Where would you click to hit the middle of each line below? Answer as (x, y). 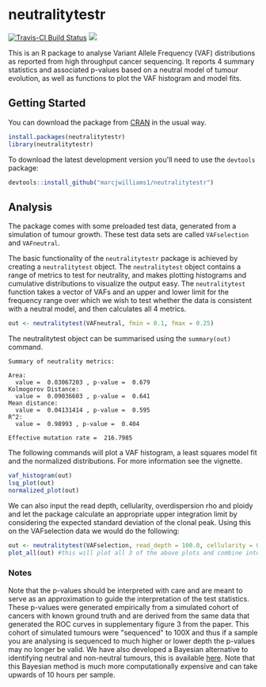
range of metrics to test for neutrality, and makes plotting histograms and (127, 275)
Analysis (30, 207)
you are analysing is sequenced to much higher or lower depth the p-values (132, 641)
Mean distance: (33, 403)
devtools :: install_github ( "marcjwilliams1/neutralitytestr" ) (111, 182)
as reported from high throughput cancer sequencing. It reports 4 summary (131, 61)
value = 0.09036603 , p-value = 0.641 (83, 397)
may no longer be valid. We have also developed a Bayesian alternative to (128, 649)
